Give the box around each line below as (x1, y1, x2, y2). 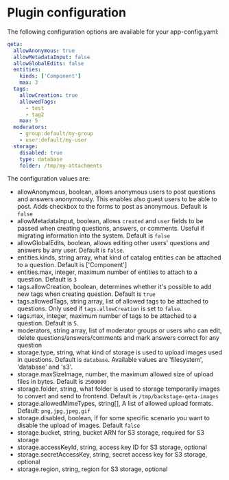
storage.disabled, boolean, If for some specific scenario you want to (16, 414, 210, 422)
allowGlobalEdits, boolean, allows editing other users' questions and (16, 239, 210, 247)
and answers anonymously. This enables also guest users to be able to (16, 195, 217, 203)
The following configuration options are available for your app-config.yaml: (7, 27, 219, 36)
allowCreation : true (19, 91, 78, 99)
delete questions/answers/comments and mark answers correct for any (16, 334, 219, 342)
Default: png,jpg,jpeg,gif (16, 407, 91, 415)
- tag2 (25, 111, 45, 118)
